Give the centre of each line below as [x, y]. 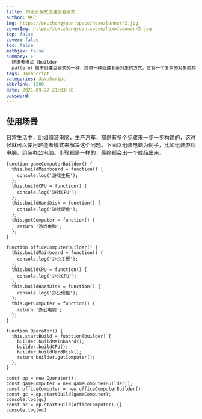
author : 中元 [22, 17]
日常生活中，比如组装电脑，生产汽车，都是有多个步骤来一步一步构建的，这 [98, 137]
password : [19, 96]
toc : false [20, 46]
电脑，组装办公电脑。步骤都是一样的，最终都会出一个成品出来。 [85, 152]
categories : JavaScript [36, 79]
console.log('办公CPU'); [47, 276]
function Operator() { [35, 331]
